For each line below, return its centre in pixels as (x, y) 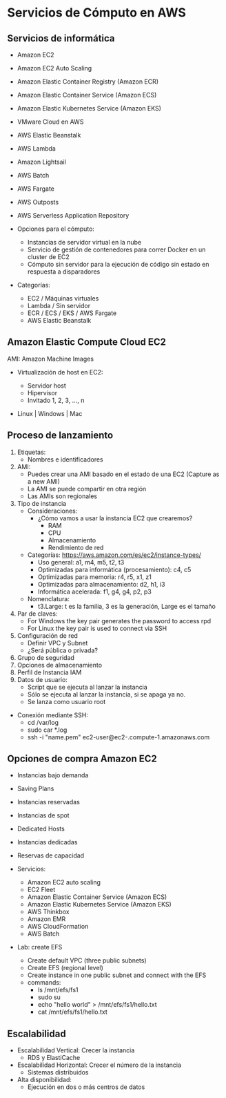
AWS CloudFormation (58, 927)
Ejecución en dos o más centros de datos (86, 1087)
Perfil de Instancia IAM (49, 672)
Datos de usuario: (42, 679)
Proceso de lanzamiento (60, 436)
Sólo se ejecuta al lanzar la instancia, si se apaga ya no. (106, 694)
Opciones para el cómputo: (56, 229)
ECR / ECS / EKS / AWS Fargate (72, 313)
